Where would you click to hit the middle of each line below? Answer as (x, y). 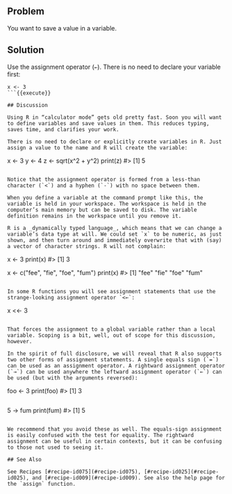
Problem (26, 11)
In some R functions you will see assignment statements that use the (111, 291)
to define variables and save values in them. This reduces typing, (108, 123)
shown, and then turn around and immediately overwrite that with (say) (115, 240)
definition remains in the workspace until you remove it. (94, 216)
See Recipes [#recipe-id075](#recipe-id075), (74, 472)
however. (20, 341)
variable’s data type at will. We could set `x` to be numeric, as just (115, 234)
